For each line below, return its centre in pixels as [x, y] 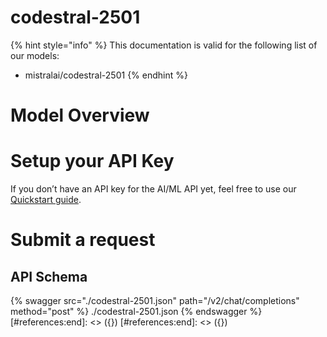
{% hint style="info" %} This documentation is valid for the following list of [164, 45]
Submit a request [83, 240]
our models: [35, 55]
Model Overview [80, 115]
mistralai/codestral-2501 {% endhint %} [106, 75]
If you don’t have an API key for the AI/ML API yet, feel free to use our [153, 189]
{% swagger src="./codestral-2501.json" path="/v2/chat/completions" [155, 301]
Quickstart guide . [46, 200]
